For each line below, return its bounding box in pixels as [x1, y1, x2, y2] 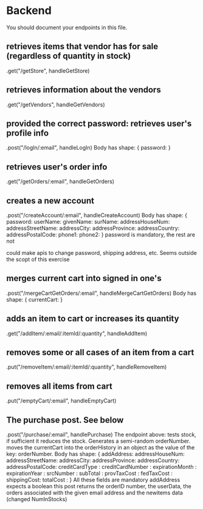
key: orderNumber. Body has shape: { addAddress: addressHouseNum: [6, 451, 185, 458]
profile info [6, 128, 49, 138]
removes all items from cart [6, 381, 112, 391]
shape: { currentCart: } [6, 296, 63, 303]
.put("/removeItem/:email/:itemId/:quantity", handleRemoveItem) [6, 363, 167, 371]
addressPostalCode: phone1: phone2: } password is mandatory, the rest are [6, 231, 196, 238]
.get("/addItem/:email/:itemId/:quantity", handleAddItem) [6, 330, 148, 337]
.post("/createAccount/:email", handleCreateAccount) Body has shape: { [6, 212, 187, 219]
